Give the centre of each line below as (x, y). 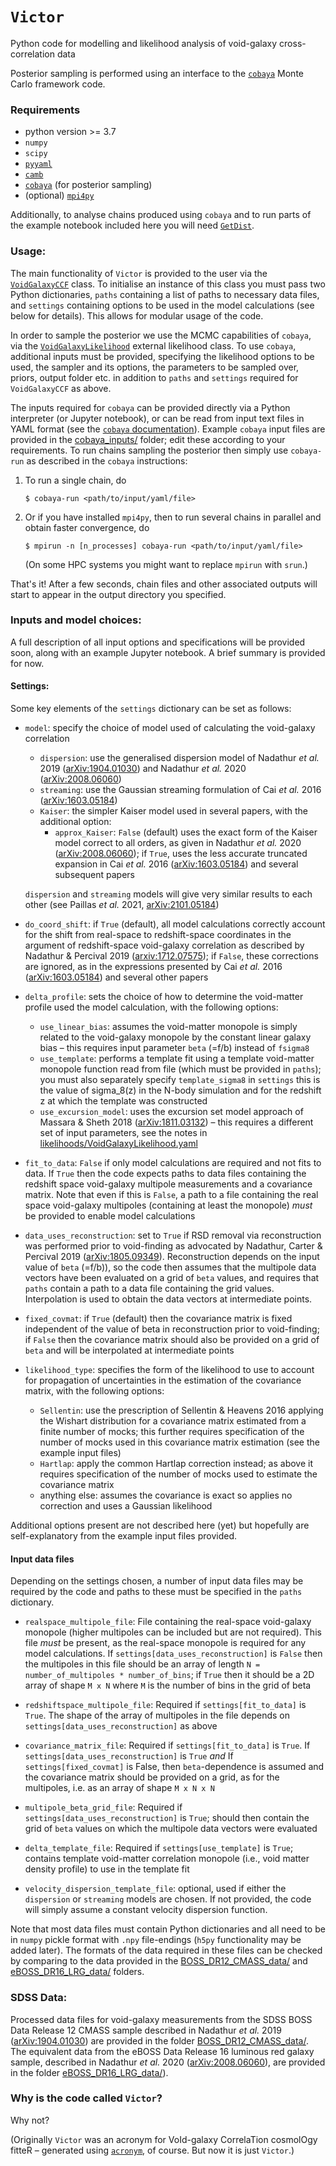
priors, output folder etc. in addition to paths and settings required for (154, 377)
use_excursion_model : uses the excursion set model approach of (171, 1112)
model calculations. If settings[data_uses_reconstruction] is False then (173, 1654)
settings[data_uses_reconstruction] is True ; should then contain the (167, 1818)
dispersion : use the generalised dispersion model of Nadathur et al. (179, 758)
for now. (27, 663)
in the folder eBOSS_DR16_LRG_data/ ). (89, 2072)
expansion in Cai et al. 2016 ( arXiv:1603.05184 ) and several (176, 864)
